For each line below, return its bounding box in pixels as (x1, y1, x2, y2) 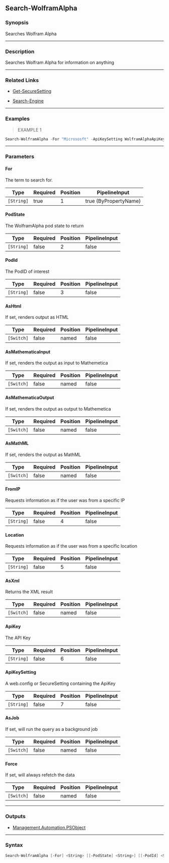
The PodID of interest (5, 268, 49, 274)
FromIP (5, 486, 21, 492)
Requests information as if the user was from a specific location (5, 543, 137, 549)
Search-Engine (12, 98, 44, 104)
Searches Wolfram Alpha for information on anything (5, 59, 115, 65)
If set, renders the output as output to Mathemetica (5, 406, 111, 412)
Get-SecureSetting (12, 88, 52, 94)
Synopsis (5, 19, 29, 26)
